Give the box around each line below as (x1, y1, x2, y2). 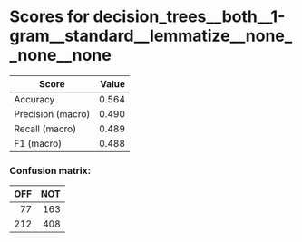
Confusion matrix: (9, 164, 92, 177)
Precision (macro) (14, 107, 91, 120)
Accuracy (14, 92, 55, 105)
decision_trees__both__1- (93, 6, 286, 27)
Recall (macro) (14, 122, 77, 135)
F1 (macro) (14, 137, 63, 150)
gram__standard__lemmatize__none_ (9, 25, 293, 46)
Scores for (9, 6, 90, 27)
